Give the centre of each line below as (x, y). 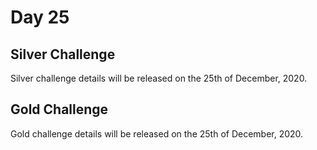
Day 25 (40, 17)
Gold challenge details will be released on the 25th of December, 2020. (157, 133)
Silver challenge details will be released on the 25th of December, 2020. (159, 78)
